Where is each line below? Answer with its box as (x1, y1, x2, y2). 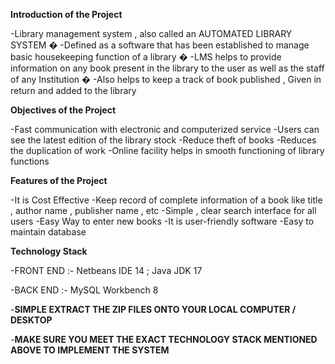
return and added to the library (10, 85, 137, 96)
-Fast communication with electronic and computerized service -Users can (10, 124, 320, 135)
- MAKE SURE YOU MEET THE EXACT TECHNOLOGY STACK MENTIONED (10, 334, 318, 345)
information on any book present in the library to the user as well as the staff (10, 62, 325, 74)
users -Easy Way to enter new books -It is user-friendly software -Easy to (10, 215, 315, 227)
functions (10, 155, 50, 167)
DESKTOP (10, 314, 53, 326)
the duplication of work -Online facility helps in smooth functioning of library (10, 145, 325, 156)
